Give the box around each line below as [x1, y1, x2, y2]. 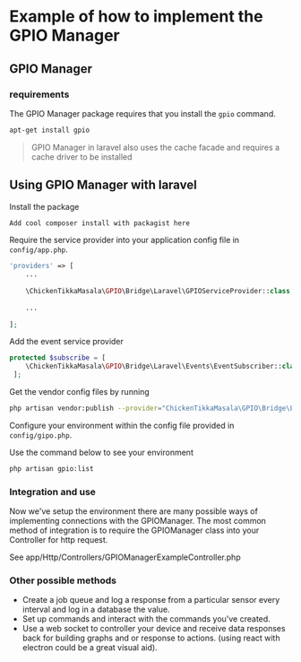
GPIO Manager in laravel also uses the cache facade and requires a [30, 142, 280, 152]
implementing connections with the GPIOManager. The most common [9, 516, 267, 527]
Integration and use [9, 485, 97, 498]
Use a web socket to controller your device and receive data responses [21, 623, 286, 634]
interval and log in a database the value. [21, 604, 170, 615]
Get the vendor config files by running [9, 387, 150, 397]
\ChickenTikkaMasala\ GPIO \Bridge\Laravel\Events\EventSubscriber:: [25, 361, 282, 371]
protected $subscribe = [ [9, 353, 106, 362]
